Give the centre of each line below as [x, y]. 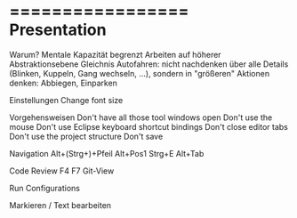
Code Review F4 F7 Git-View [62, 171]
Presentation [58, 30]
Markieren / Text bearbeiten [60, 205]
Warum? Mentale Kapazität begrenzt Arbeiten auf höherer [115, 54]
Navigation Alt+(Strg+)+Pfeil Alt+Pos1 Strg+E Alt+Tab [107, 153]
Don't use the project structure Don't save [86, 136]
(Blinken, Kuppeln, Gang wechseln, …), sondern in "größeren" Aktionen [139, 73]
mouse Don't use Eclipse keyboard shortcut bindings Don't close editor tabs [149, 126]
